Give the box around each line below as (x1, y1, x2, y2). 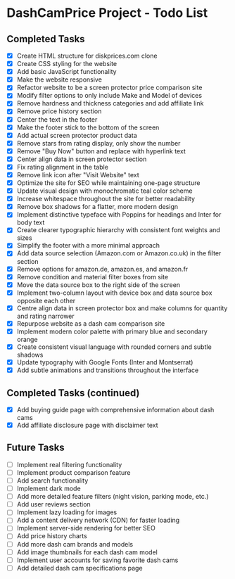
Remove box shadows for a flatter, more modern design (16, 203, 179, 211)
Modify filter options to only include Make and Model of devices (16, 91, 202, 100)
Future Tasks (6, 442, 65, 454)
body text (16, 218, 45, 227)
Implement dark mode (16, 484, 82, 493)
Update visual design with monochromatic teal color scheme (16, 186, 193, 195)
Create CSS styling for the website (16, 60, 118, 68)
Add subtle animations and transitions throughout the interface (16, 366, 199, 374)
